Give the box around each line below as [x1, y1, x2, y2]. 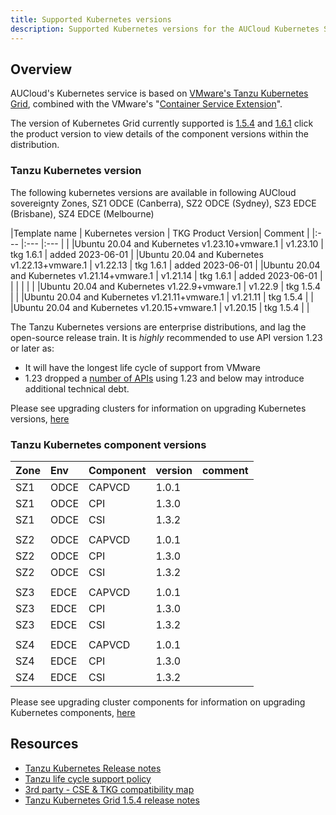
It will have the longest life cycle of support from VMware [24, 361, 261, 373]
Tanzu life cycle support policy [24, 772, 152, 785]
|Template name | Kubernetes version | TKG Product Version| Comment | [10, 227, 310, 239]
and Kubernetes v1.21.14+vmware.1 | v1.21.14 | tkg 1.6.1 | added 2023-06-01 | [10, 269, 323, 281]
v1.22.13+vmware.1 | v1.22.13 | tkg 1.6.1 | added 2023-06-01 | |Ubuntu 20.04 [10, 259, 321, 271]
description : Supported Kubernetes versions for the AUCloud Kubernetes [10, 24, 320, 34]
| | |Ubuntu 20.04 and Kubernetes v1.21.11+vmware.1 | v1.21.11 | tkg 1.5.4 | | [10, 291, 314, 303]
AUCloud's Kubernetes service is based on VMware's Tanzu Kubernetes [10, 87, 309, 100]
